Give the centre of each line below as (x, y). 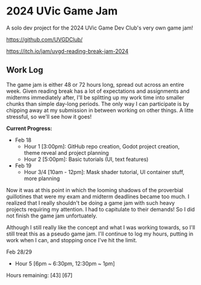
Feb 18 (23, 140)
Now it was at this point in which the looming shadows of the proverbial (95, 190)
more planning (42, 178)
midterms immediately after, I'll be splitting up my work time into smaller (95, 97)
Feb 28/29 (19, 252)
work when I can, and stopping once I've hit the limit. (72, 240)
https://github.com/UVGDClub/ (45, 39)
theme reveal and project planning (66, 152)
